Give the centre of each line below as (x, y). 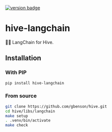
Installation (23, 58)
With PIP (16, 72)
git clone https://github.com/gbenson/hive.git (56, 106)
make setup (17, 116)
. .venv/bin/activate (28, 121)
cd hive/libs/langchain (30, 111)
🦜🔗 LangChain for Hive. (30, 42)
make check (17, 125)
